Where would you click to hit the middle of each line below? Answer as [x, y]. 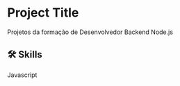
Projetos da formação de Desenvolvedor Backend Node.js [90, 32]
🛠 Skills [25, 54]
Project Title [43, 13]
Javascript [22, 75]
